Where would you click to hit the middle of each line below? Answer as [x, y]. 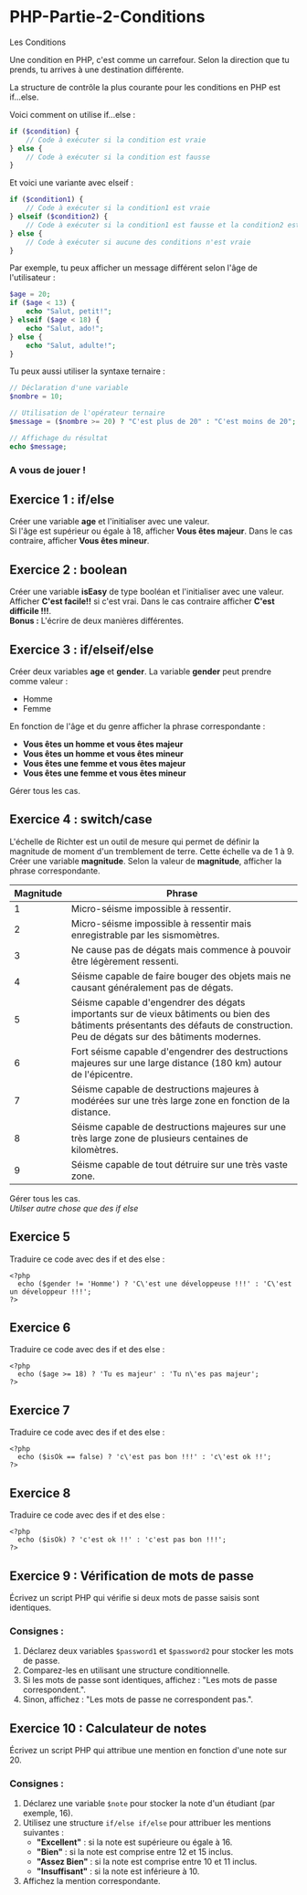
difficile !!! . [31, 611]
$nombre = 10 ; [37, 397]
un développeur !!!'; [51, 1292]
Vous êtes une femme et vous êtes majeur [104, 764]
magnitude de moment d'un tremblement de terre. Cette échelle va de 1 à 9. [152, 851]
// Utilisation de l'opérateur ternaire [88, 413]
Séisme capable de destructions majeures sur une [179, 1127]
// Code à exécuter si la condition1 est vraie [118, 208]
